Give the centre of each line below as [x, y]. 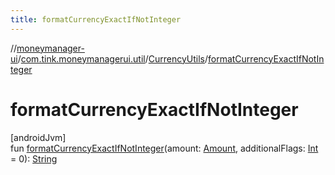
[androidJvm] [38, 137]
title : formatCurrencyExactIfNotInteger [96, 19]
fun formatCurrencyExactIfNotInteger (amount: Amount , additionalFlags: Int [164, 148]
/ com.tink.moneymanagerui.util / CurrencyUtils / [112, 58]
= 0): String [34, 158]
